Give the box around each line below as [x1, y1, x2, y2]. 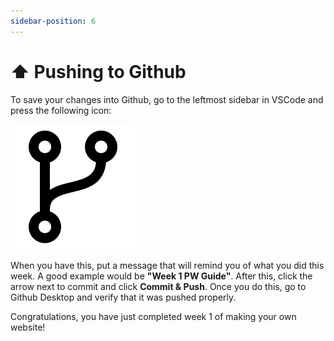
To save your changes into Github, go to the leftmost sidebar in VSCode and [10, 93, 324, 105]
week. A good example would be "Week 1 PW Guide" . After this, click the [10, 270, 313, 282]
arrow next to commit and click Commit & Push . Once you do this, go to [10, 280, 307, 292]
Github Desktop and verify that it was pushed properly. [10, 291, 237, 303]
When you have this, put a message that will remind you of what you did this [10, 259, 325, 271]
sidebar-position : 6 [10, 16, 97, 26]
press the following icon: [10, 104, 112, 116]
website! [10, 321, 46, 333]
